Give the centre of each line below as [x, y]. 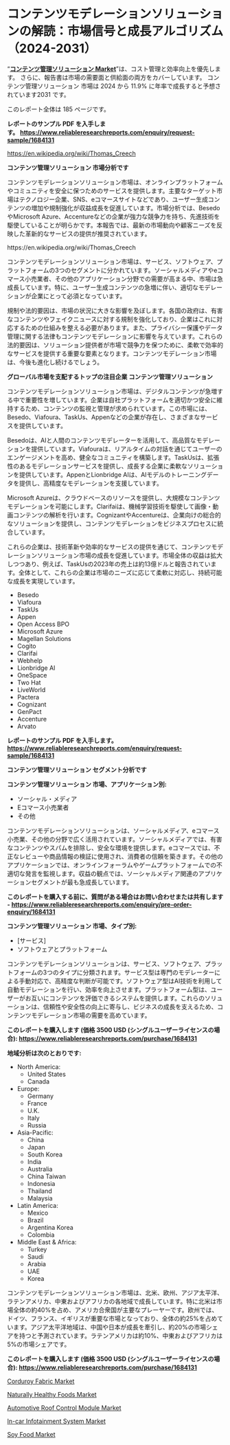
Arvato [26, 726]
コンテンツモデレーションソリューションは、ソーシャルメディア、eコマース [113, 830]
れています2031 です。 [38, 94]
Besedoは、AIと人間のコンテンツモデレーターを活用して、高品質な [102, 440]
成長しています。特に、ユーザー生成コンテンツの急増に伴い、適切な [103, 287]
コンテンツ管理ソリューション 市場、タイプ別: [72, 926]
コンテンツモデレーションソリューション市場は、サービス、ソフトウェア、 [112, 261]
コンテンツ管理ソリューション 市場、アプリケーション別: [87, 784]
